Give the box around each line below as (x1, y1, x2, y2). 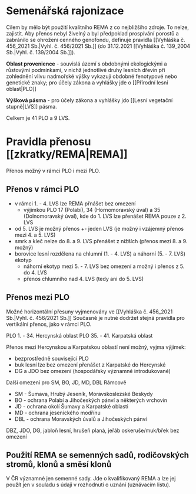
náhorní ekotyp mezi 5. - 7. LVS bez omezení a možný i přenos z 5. (23, 263, 185, 270)
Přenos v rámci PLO (6, 184, 79, 194)
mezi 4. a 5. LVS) (14, 231, 56, 238)
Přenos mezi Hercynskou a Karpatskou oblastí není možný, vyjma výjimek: (6, 343, 187, 351)
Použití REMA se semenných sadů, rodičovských (6, 450, 190, 460)
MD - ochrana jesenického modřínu (14, 409, 101, 416)
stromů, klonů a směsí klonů (6, 459, 112, 469)
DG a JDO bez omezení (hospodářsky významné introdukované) (14, 367, 171, 374)
